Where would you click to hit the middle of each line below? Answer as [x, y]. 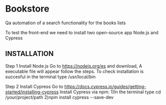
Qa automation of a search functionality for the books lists [66, 23]
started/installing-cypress [32, 92]
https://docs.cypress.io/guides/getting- [105, 86]
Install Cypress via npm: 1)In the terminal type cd [110, 92]
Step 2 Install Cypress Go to [34, 86]
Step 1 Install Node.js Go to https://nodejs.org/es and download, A [74, 66]
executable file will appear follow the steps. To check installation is [74, 71]
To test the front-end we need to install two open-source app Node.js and [82, 32]
